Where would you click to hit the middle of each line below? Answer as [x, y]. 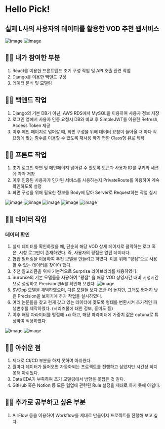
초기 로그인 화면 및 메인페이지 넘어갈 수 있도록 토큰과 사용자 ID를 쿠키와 [81, 168]
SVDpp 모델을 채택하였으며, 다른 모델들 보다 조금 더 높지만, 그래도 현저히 [82, 290]
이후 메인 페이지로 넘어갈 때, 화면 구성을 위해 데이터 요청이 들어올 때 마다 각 [84, 131]
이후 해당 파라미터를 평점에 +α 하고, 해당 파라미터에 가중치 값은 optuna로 [83, 315]
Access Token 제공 [31, 125]
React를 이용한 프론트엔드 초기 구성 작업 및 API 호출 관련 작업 [71, 70]
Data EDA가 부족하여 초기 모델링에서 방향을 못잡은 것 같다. [68, 379]
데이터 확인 [18, 235]
